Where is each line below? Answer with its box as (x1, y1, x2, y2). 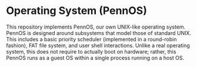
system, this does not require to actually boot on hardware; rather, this (6, 48, 176, 55)
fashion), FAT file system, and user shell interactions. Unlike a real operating (6, 42, 190, 49)
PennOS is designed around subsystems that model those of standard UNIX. (6, 29, 192, 36)
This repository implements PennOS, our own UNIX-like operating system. (6, 23, 186, 30)
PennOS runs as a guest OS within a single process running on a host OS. (6, 54, 184, 61)
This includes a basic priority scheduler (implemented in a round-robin (6, 36, 177, 43)
